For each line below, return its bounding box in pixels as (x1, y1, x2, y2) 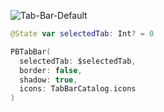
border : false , (19, 65, 83, 75)
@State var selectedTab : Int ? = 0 (10, 29, 155, 39)
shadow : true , (19, 75, 78, 85)
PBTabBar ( (10, 46, 52, 57)
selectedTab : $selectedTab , (19, 56, 137, 66)
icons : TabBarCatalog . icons (19, 84, 137, 94)
